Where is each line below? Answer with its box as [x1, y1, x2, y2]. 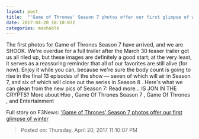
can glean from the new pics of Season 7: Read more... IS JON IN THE [6, 85, 177, 92]
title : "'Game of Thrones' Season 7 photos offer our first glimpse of [6, 14, 190, 20]
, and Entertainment [6, 98, 54, 105]
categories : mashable [6, 25, 60, 31]
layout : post [6, 8, 38, 15]
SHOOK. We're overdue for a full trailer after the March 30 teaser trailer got [6, 48, 190, 55]
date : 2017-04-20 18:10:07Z [6, 19, 76, 25]
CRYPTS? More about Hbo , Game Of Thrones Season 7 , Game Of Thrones [6, 91, 191, 98]
